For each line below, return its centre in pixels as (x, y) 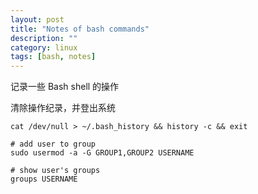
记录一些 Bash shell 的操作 (65, 87)
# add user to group (53, 144)
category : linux (44, 47)
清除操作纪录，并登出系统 (63, 108)
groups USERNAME (44, 179)
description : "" (44, 38)
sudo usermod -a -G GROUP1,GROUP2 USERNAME (102, 153)
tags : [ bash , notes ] (53, 57)
